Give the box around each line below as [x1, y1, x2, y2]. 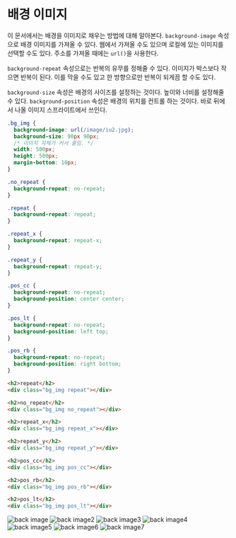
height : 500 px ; [13, 153, 59, 160]
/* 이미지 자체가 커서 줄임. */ [13, 139, 94, 147]
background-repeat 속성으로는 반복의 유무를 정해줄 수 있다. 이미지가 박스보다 [7, 64, 220, 72]
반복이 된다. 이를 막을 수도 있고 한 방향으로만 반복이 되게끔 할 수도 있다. [20, 72, 216, 81]
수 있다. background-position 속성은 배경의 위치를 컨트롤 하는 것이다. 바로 [7, 96, 212, 105]
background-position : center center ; [13, 295, 125, 303]
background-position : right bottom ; [13, 360, 122, 368]
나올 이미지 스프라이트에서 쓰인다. [14, 105, 107, 114]
